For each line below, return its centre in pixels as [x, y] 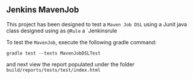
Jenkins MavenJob [43, 10]
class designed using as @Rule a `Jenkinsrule [62, 31]
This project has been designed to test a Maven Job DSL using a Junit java [97, 24]
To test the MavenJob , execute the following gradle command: [81, 42]
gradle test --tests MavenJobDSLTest [54, 53]
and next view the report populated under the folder [71, 64]
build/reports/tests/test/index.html [54, 70]
